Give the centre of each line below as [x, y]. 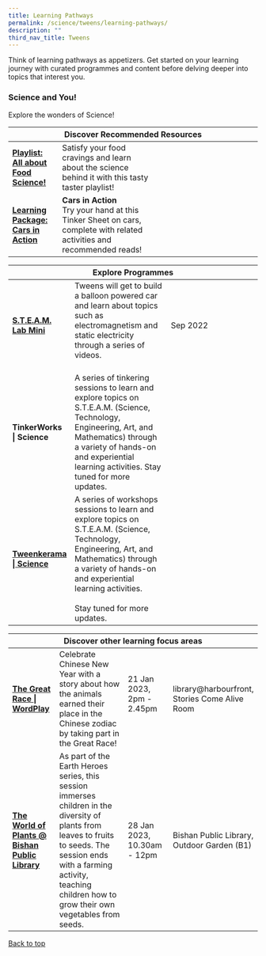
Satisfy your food [94, 147]
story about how [89, 684]
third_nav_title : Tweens [49, 38]
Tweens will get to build [118, 286]
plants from [80, 825]
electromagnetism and [116, 325]
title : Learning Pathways [51, 15]
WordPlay [31, 708]
